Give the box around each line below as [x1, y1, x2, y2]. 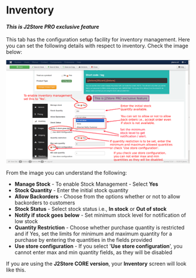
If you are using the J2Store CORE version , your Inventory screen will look [6, 260, 187, 267]
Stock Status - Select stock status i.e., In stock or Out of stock [14, 206, 167, 213]
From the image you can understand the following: [6, 169, 127, 176]
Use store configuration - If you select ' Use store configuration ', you [14, 243, 183, 250]
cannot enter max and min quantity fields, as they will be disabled [14, 249, 173, 256]
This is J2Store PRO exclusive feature [6, 23, 99, 30]
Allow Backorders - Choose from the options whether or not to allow [14, 193, 181, 200]
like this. [6, 266, 26, 273]
